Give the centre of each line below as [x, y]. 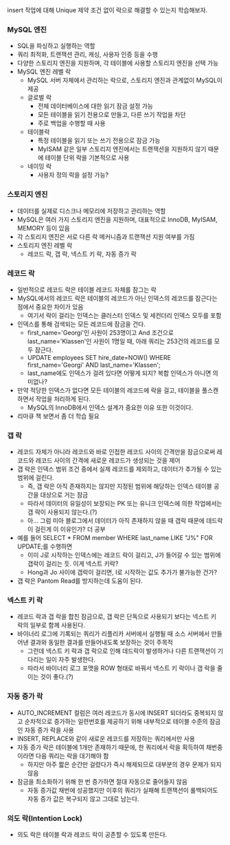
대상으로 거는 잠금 [64, 495]
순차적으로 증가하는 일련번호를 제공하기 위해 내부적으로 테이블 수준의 [116, 721]
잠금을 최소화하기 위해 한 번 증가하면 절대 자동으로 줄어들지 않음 [102, 781]
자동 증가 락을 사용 [49, 730]
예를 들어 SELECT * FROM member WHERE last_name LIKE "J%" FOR [115, 538]
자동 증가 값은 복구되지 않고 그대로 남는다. [83, 799]
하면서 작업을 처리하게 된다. [54, 398]
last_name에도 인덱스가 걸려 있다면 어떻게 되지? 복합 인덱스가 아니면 [119, 373]
